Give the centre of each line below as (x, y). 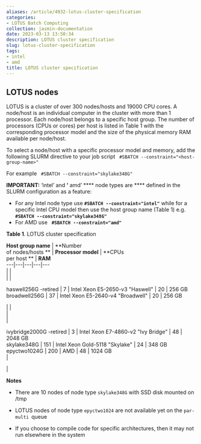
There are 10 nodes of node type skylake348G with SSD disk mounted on (104, 392)
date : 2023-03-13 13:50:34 (40, 34)
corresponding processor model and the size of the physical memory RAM (99, 132)
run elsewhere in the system (50, 435)
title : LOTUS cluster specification (52, 68)
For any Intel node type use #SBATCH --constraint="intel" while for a (101, 203)
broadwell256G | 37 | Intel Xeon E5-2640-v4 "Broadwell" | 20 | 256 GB (94, 296)
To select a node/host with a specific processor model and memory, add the (101, 150)
